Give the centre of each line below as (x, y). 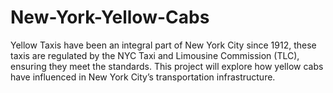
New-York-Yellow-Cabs (110, 17)
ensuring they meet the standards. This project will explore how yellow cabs (167, 66)
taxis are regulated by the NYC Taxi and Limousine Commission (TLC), (155, 55)
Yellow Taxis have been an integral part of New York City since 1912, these (163, 45)
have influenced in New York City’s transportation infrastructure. (143, 77)
